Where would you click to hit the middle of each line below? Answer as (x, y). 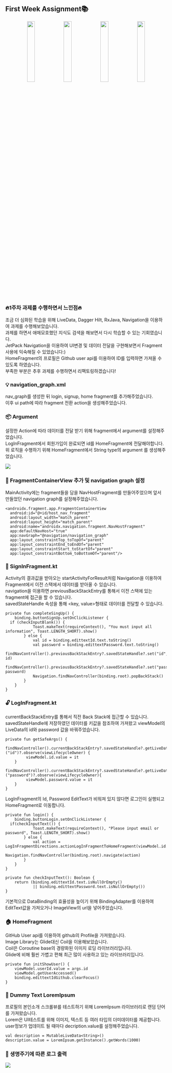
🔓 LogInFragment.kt (31, 703)
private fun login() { (29, 815)
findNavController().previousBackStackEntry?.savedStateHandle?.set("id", (87, 654)
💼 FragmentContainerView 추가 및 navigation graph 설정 (75, 480)
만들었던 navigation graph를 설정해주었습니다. (52, 499)
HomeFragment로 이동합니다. (35, 805)
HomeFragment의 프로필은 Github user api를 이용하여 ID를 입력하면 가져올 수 (84, 358)
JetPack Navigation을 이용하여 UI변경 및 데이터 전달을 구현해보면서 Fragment (84, 346)
